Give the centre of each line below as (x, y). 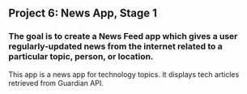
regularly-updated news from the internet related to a (115, 46)
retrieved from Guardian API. (56, 83)
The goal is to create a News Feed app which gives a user (123, 36)
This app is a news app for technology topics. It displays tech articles (124, 74)
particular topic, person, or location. (81, 57)
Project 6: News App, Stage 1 (83, 13)
